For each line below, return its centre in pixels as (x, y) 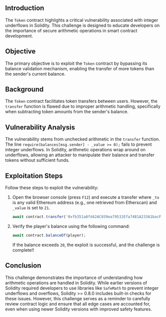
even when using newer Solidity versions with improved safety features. (79, 309)
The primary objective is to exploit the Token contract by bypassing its (76, 63)
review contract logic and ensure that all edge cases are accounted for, (78, 304)
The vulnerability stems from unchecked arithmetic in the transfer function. (83, 139)
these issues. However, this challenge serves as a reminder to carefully (78, 298)
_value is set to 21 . (31, 208)
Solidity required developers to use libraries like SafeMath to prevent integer (82, 288)
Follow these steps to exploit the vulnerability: (52, 188)
